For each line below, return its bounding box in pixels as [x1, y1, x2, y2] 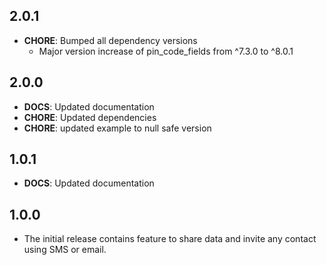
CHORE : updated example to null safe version [23, 122, 212, 134]
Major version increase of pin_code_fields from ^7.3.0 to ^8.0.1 [38, 45, 294, 57]
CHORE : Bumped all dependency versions [23, 34, 198, 46]
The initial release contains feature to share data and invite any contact [23, 233, 317, 245]
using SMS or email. [23, 244, 107, 256]
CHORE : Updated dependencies [23, 111, 157, 123]
